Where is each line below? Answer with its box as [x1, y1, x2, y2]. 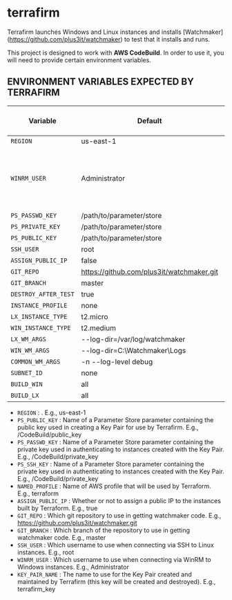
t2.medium [81, 323, 116, 333]
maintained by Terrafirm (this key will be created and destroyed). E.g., [17, 577, 216, 585]
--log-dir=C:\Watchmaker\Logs [81, 345, 186, 355]
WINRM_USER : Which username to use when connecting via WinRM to [17, 555, 212, 563]
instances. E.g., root [17, 548, 75, 556]
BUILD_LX [10, 391, 39, 399]
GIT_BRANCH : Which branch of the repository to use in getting [17, 526, 191, 534]
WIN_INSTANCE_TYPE [10, 324, 71, 331]
